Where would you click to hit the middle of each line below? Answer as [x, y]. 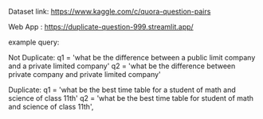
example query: [34, 42]
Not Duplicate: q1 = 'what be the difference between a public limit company [132, 58]
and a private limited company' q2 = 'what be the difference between [122, 66]
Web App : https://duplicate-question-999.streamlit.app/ [101, 27]
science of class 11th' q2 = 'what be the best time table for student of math [131, 98]
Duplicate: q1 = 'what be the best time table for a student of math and [122, 90]
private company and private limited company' [84, 74]
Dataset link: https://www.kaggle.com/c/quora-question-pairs [110, 12]
